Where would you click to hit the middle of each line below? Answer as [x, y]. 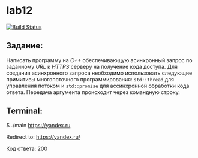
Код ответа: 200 [27, 148]
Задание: [25, 46]
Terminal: [25, 111]
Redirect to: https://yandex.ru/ [43, 137]
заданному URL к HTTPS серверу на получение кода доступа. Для [92, 66]
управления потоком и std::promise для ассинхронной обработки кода [98, 86]
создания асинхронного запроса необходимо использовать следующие [99, 73]
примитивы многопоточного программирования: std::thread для [90, 79]
